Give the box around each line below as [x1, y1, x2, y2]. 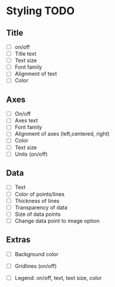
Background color [14, 250, 59, 257]
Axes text [14, 117, 39, 124]
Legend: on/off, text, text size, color [14, 274, 102, 281]
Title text [14, 50, 37, 58]
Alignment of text [14, 70, 57, 78]
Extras [6, 235, 31, 245]
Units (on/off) [14, 150, 48, 158]
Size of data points [14, 211, 61, 218]
